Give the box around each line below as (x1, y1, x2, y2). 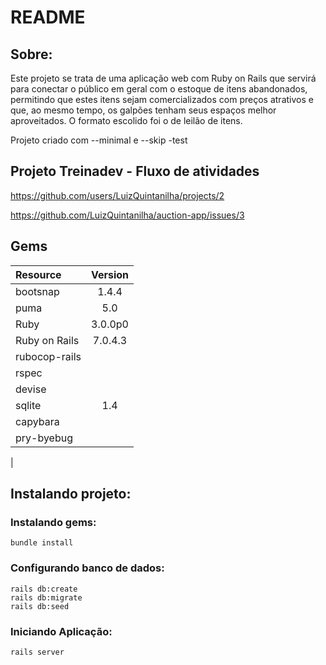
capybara (15, 414, 60, 428)
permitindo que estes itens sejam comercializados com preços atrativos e (10, 94, 314, 105)
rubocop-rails (15, 349, 82, 363)
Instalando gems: (10, 515, 97, 529)
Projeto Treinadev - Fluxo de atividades (10, 163, 260, 180)
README (10, 6, 86, 29)
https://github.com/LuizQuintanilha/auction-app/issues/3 (10, 209, 245, 221)
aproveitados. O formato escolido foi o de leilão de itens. (10, 115, 243, 126)
